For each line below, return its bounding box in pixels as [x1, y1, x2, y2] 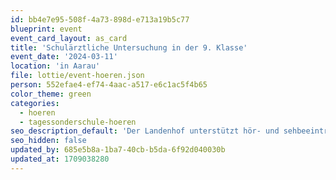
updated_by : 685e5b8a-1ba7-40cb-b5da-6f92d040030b [10, 145, 226, 155]
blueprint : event [10, 24, 83, 34]
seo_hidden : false [10, 136, 87, 146]
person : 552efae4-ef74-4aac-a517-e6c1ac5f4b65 [10, 80, 208, 90]
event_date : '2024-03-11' [10, 52, 118, 62]
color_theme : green [10, 89, 92, 99]
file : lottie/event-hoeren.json [10, 71, 145, 81]
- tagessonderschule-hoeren [19, 117, 137, 127]
